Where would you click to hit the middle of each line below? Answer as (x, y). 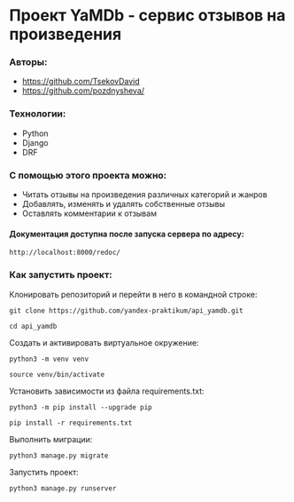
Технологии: (38, 114)
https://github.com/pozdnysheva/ (83, 91)
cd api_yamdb (33, 326)
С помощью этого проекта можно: (88, 175)
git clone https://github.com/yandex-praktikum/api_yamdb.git (126, 311)
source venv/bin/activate (57, 374)
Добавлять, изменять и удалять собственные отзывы (124, 204)
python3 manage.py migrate (59, 455)
